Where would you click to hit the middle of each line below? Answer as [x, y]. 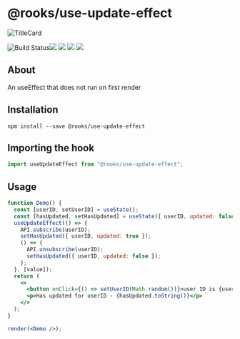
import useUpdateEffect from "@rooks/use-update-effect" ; [95, 165]
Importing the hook [51, 148]
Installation [33, 110]
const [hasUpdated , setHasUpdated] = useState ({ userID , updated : [115, 216]
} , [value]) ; [33, 269]
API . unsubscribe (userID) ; [65, 250]
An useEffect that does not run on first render [74, 87]
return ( [27, 276]
